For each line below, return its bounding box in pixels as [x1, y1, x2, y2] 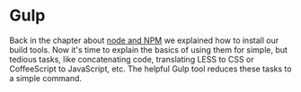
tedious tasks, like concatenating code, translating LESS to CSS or [9, 54, 254, 64]
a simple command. [9, 72, 83, 83]
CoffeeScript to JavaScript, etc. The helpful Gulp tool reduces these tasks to [9, 63, 292, 74]
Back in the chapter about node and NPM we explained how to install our [9, 35, 279, 46]
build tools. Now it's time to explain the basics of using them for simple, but [9, 44, 288, 54]
